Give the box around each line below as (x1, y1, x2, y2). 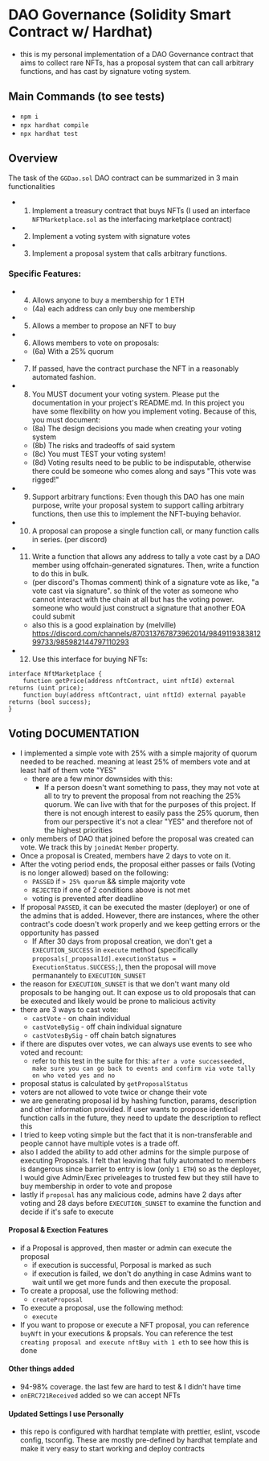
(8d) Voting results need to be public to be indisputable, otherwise (31, 457, 251, 467)
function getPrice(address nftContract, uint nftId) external (22, 677, 235, 685)
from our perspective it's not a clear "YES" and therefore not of (43, 817, 253, 826)
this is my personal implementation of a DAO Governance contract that (19, 49, 255, 59)
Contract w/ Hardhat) (8, 23, 153, 41)
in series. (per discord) (31, 534, 108, 544)
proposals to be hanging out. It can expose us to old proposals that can (19, 987, 256, 997)
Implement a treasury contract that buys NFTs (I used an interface (31, 205, 251, 215)
